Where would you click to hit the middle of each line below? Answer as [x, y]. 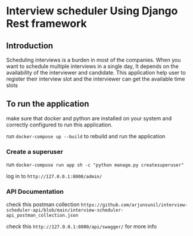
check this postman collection [43, 204]
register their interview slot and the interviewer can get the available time [96, 79]
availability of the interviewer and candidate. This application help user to [96, 72]
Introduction [30, 46]
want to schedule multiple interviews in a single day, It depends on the [92, 66]
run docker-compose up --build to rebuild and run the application [86, 136]
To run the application [48, 104]
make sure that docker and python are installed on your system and [89, 118]
